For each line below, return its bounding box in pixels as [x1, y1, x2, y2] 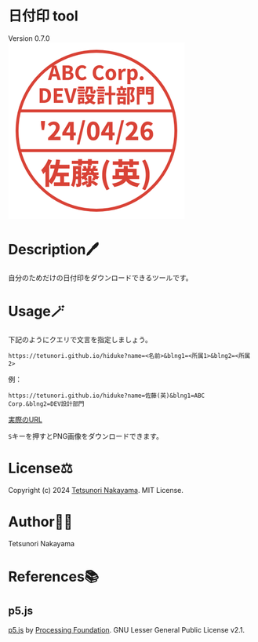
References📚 [8, 567, 100, 585]
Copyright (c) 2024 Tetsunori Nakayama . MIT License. [8, 485, 184, 494]
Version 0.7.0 [8, 33, 50, 43]
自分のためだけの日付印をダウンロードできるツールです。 [8, 272, 194, 283]
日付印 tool [8, 7, 78, 25]
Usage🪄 [8, 303, 65, 320]
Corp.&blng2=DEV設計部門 [8, 399, 85, 408]
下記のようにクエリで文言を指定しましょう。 [8, 334, 153, 344]
